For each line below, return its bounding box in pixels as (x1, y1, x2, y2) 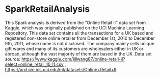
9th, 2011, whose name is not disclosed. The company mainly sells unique (5, 40, 155, 46)
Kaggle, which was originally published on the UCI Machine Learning (5, 25, 144, 30)
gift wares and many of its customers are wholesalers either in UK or (5, 46, 144, 51)
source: (5, 56, 21, 62)
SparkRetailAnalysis (5, 3, 90, 15)
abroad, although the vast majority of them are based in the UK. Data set (5, 51, 152, 57)
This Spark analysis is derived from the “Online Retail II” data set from (5, 20, 146, 26)
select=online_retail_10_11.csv (5, 61, 64, 67)
